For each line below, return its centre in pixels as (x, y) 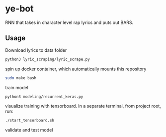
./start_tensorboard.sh (30, 121)
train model (17, 87)
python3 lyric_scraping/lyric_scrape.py (48, 59)
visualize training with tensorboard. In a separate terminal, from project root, (83, 106)
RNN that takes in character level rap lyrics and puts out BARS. (69, 22)
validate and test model (29, 130)
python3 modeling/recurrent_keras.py (44, 97)
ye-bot (19, 9)
